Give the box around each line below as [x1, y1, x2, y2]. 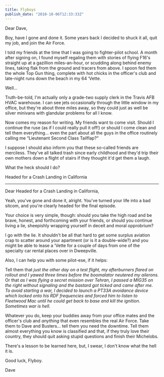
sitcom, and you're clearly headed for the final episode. [5, 203, 117, 209]
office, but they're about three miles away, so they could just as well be [5, 105, 148, 111]
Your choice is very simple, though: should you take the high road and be [5, 212, 152, 218]
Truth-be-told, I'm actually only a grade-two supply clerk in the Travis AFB [5, 94, 155, 100]
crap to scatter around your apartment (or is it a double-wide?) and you [5, 237, 149, 243]
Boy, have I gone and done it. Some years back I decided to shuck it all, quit [5, 35, 158, 41]
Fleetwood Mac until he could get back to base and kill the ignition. [5, 298, 141, 304]
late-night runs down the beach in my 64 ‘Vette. [5, 75, 101, 81]
